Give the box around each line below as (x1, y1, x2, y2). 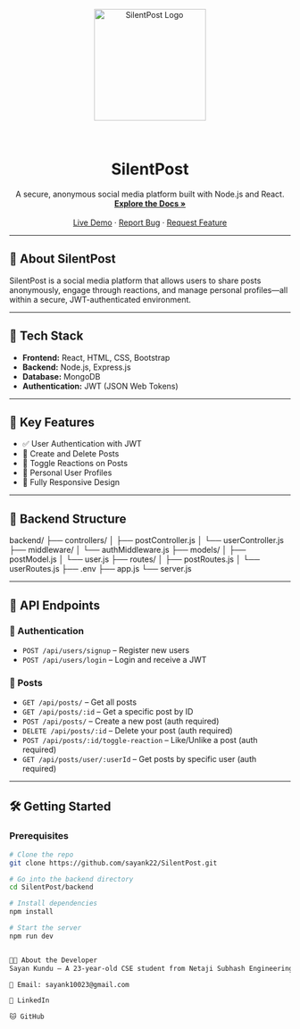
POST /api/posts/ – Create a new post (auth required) (21, 715, 220, 727)
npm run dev (9, 932, 54, 941)
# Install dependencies (9, 899, 98, 908)
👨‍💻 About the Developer (9, 956, 98, 965)
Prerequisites (9, 830, 69, 842)
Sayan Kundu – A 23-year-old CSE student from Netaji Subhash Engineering (9, 964, 294, 973)
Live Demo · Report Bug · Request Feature (72, 217, 228, 228)
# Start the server (9, 924, 82, 933)
